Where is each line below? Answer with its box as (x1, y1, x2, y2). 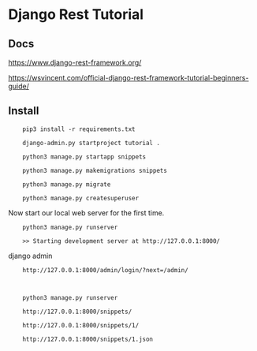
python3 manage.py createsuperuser (22, 194, 140, 202)
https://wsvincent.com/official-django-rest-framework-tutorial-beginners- (8, 73, 249, 82)
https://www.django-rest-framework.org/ (8, 58, 142, 67)
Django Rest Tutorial (8, 6, 144, 24)
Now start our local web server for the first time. (8, 207, 165, 218)
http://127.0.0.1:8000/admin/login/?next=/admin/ (22, 266, 189, 274)
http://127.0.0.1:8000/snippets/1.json (22, 335, 154, 343)
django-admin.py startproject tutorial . (22, 139, 160, 147)
